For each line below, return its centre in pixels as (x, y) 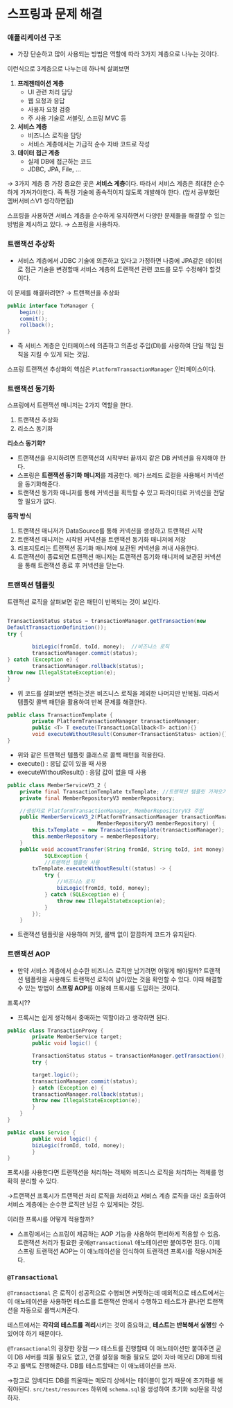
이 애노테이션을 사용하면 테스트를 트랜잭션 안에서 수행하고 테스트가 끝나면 (106, 1301)
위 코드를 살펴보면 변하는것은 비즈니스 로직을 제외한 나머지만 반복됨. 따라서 (118, 693)
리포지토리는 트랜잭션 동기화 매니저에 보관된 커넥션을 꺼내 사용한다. (108, 548)
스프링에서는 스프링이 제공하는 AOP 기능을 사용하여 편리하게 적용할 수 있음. (119, 1234)
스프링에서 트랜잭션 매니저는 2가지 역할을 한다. (70, 405)
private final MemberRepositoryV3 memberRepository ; (97, 798)
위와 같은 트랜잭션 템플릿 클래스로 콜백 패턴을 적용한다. (91, 755)
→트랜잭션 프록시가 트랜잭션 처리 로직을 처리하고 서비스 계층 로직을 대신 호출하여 (116, 1196)
